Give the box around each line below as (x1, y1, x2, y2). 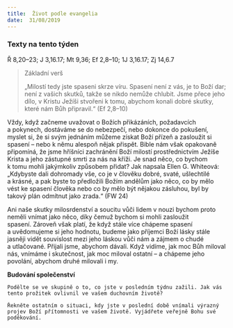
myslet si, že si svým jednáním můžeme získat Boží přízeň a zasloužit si (7, 133, 212, 141)
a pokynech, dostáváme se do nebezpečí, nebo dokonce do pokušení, (7, 125, 209, 133)
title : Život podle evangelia (7, 10, 98, 17)
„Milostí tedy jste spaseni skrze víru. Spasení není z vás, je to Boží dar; (24, 82, 227, 90)
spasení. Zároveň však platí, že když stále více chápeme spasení (7, 220, 193, 228)
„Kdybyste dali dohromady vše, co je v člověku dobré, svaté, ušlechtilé (7, 170, 210, 178)
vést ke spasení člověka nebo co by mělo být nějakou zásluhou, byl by (7, 184, 209, 192)
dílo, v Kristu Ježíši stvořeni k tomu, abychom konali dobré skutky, (24, 97, 214, 105)
